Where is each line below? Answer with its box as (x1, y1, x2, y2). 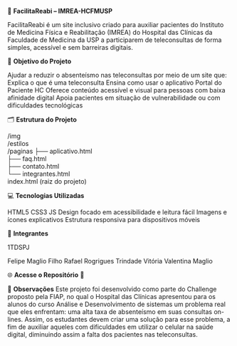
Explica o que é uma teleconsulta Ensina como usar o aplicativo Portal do (7, 78, 222, 87)
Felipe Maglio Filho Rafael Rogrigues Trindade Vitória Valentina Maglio (7, 257, 214, 265)
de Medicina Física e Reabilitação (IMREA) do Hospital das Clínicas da (7, 28, 213, 36)
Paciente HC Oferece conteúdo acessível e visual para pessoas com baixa (7, 86, 226, 94)
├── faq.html (7, 154, 47, 163)
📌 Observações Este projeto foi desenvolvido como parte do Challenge (7, 285, 217, 293)
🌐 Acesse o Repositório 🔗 (7, 271, 85, 279)
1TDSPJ (7, 243, 30, 251)
